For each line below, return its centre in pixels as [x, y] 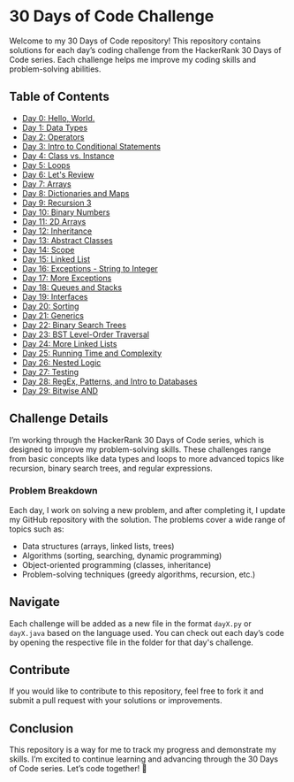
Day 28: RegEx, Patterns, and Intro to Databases [109, 381]
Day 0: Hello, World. [58, 118]
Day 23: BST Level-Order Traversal [86, 334]
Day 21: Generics [53, 315]
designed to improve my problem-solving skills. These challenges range [140, 449]
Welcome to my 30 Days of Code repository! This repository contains [135, 41]
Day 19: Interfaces [55, 296]
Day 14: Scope [48, 249]
